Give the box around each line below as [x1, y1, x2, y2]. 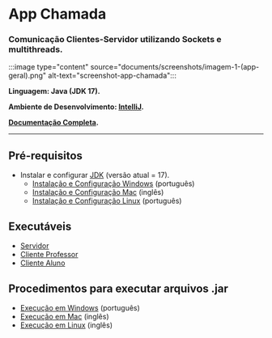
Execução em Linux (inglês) [19, 320, 113, 330]
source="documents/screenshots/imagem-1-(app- [90, 62, 260, 72]
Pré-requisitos [8, 149, 83, 163]
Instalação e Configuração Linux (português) [32, 196, 182, 206]
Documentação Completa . [8, 118, 99, 128]
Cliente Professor [19, 250, 79, 260]
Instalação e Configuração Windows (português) [32, 179, 195, 188]
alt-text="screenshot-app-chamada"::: [48, 70, 176, 81]
